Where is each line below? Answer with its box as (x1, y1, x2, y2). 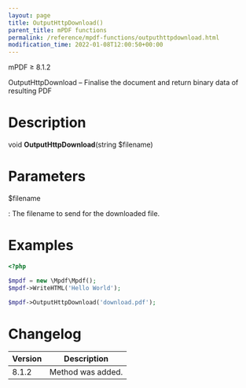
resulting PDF (8, 86, 53, 95)
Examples (8, 237, 74, 255)
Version (12, 353, 42, 364)
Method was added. (50, 367, 123, 378)
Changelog (8, 325, 82, 343)
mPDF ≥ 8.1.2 (8, 62, 51, 72)
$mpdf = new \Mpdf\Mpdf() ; (8, 277, 97, 285)
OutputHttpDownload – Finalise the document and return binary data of (8, 78, 239, 88)
